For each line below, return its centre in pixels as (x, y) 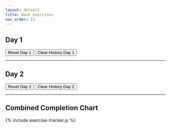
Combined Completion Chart (52, 108)
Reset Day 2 (20, 87)
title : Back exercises (29, 15)
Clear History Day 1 (56, 53)
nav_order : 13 (20, 19)
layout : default (22, 10)
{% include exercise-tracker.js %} (41, 120)
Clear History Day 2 (56, 87)
